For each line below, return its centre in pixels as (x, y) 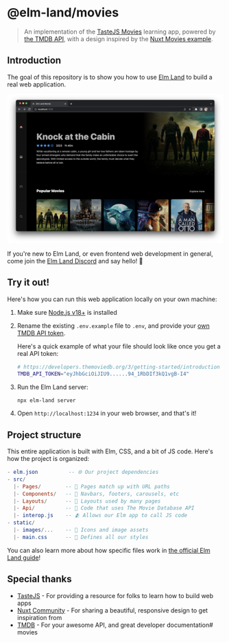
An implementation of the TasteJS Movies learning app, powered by (120, 32)
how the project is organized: (48, 459)
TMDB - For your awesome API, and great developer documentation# (115, 625)
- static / (21, 523)
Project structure (44, 435)
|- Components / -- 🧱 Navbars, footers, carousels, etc (96, 494)
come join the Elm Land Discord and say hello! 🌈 (75, 261)
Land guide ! (24, 558)
